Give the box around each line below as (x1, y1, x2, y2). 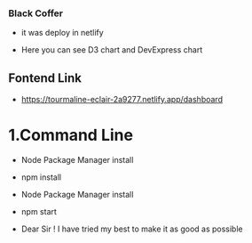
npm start (20, 207, 57, 217)
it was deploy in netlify (20, 28, 104, 38)
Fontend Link (8, 70, 82, 85)
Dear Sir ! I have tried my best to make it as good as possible (20, 223, 243, 234)
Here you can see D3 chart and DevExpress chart (20, 45, 203, 55)
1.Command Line (8, 126, 134, 145)
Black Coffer (8, 7, 64, 20)
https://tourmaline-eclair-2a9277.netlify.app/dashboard (20, 94, 224, 105)
